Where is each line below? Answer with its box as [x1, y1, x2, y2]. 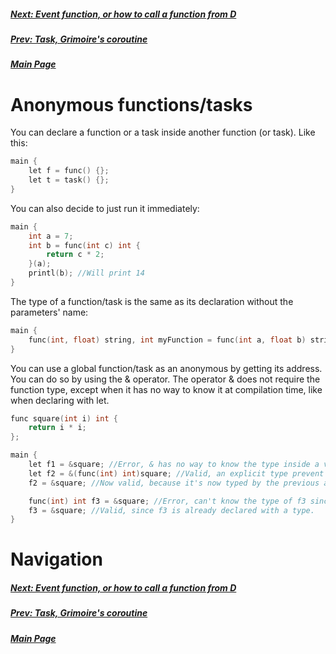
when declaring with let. [10, 394, 110, 406]
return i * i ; [28, 423, 87, 433]
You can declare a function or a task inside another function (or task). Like [10, 126, 316, 139]
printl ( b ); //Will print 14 [28, 268, 145, 279]
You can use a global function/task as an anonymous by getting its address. [10, 362, 323, 374]
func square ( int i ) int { [10, 413, 118, 424]
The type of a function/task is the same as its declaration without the [10, 295, 294, 307]
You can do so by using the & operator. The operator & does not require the [10, 373, 321, 385]
